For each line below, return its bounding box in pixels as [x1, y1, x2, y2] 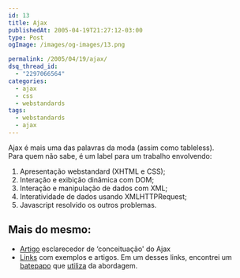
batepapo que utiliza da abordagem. [19, 261, 138, 270]
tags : [8, 107, 26, 115]
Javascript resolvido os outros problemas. [19, 200, 157, 209]
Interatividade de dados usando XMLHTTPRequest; [19, 191, 187, 201]
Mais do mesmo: [8, 223, 92, 237]
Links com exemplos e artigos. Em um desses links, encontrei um [19, 252, 232, 261]
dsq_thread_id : [8, 62, 58, 71]
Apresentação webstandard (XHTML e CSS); [19, 167, 166, 176]
